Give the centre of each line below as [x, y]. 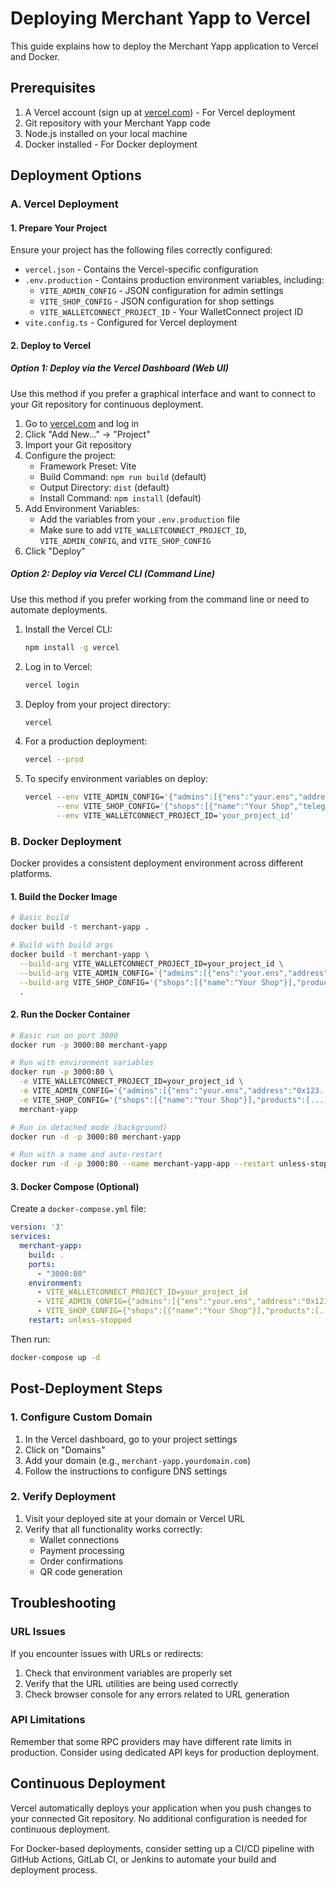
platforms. [31, 874]
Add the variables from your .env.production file [139, 519]
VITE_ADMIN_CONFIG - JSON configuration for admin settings [161, 291]
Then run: [30, 1339]
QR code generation [81, 1571]
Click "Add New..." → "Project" [87, 434]
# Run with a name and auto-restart [86, 1155]
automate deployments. [59, 609]
